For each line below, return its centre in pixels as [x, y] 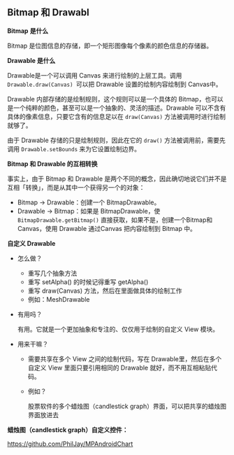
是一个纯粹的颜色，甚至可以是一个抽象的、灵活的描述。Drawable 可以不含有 [117, 108]
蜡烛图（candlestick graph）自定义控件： [68, 430]
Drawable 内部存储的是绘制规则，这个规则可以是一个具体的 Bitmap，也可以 [115, 99]
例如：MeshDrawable [59, 299]
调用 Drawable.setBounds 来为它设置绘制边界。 [74, 148]
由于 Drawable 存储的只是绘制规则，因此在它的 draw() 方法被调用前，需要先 [116, 140]
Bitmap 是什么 [28, 31]
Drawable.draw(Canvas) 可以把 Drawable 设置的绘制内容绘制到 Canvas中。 [115, 84]
